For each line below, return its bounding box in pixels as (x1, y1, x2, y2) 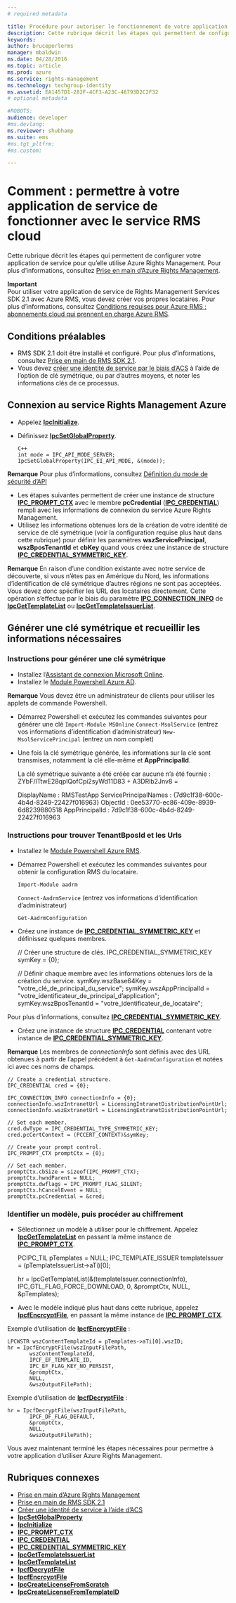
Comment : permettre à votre (7, 184, 181, 199)
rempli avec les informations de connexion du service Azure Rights (17, 506, 211, 514)
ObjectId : (100, 798, 129, 806)
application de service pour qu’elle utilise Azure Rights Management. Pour (7, 259, 221, 267)
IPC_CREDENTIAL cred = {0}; (7, 1082, 90, 1089)
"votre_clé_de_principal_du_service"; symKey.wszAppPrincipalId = (17, 984, 210, 992)
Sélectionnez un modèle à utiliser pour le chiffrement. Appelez (17, 1225, 198, 1234)
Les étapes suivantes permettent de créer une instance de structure (17, 490, 215, 499)
